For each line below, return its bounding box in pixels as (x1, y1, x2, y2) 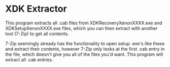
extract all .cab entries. (5, 56, 53, 62)
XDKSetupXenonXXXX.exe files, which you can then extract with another (5, 25, 158, 31)
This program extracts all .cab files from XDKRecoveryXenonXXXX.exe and (5, 20, 162, 26)
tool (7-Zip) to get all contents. (5, 30, 69, 37)
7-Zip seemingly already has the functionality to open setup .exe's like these (5, 40, 165, 46)
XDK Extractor (5, 3, 67, 15)
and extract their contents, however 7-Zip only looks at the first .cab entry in (5, 46, 165, 52)
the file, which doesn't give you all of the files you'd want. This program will (5, 51, 163, 57)
